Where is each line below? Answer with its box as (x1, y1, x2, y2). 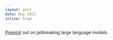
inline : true (5, 16, 32, 21)
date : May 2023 (5, 12, 36, 17)
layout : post (5, 7, 32, 12)
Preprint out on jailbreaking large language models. (5, 30, 109, 36)
